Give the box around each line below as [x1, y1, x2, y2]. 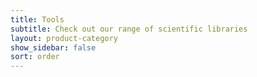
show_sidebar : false [10, 42, 97, 53]
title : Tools [10, 14, 65, 25]
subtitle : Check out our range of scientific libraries [10, 24, 248, 34]
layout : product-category [10, 33, 118, 43]
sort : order [10, 52, 60, 62]
